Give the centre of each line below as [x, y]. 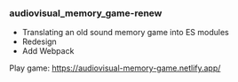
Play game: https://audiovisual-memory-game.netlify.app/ [115, 68]
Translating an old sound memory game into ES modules [125, 33]
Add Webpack [48, 51]
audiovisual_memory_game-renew [86, 13]
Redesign [40, 41]
